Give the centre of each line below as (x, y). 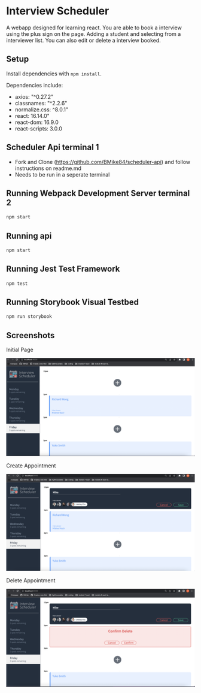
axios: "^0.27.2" (34, 96)
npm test (17, 283)
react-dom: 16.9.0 (36, 122)
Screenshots (31, 335)
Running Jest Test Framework (63, 269)
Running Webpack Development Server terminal (98, 193)
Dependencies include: (35, 85)
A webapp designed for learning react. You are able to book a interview (94, 28)
